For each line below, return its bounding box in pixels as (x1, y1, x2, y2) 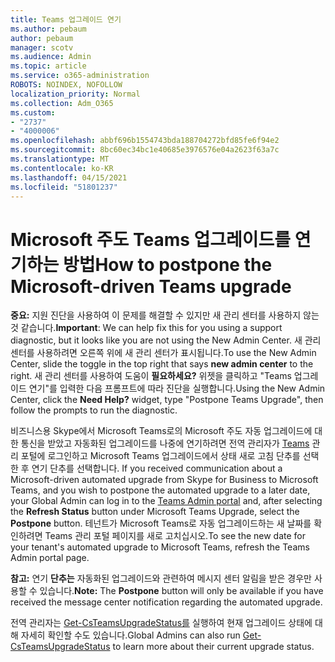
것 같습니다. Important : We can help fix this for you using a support (10, 322, 283, 334)
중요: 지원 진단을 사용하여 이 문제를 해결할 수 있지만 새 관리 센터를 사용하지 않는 (10, 309, 320, 321)
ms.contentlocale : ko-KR (10, 163, 114, 173)
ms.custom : (10, 107, 56, 118)
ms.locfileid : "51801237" (10, 182, 118, 192)
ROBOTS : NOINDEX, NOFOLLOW (10, 80, 123, 90)
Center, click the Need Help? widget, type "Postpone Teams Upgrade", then (10, 394, 324, 406)
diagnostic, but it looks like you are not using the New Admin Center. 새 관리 (10, 334, 322, 346)
